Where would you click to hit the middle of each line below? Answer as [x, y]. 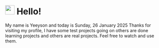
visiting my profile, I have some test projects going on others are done [77, 30]
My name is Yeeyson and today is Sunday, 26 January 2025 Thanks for [78, 25]
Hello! [29, 12]
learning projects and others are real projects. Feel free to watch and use [80, 36]
